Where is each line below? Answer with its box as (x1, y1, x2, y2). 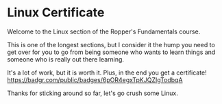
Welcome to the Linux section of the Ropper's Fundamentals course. (7, 27, 201, 36)
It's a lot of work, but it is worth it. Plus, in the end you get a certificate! (7, 68, 207, 77)
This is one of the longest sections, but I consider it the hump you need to (7, 40, 216, 49)
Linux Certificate (7, 5, 105, 21)
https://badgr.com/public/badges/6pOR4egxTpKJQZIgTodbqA (7, 75, 183, 83)
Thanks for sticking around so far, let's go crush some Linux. (7, 89, 178, 97)
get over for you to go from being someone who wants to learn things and (7, 48, 216, 56)
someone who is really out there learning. (7, 55, 125, 63)
